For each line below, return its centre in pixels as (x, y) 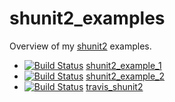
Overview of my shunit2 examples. (80, 46)
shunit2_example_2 (125, 76)
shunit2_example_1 (123, 65)
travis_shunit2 (114, 86)
